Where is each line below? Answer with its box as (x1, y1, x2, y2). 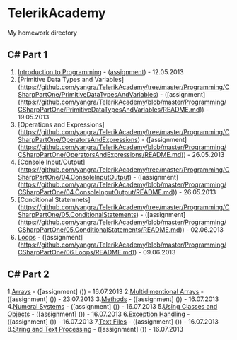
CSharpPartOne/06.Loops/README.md (17, 247, 133, 256)
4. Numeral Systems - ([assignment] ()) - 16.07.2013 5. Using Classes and (7, 302, 218, 310)
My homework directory (7, 28, 78, 37)
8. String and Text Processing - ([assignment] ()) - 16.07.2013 (7, 324, 184, 333)
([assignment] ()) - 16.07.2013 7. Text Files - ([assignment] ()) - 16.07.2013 (7, 317, 219, 326)
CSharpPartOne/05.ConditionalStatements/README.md (17, 225, 180, 234)
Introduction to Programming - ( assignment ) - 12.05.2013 (17, 67, 184, 76)
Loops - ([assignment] (17, 233, 83, 241)
